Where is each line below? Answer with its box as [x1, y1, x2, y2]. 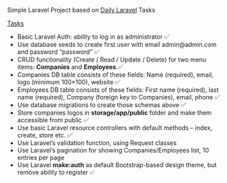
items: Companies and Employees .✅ [17, 63, 124, 71]
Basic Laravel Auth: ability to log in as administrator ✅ [17, 32, 170, 41]
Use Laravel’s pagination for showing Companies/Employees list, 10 [17, 146, 209, 154]
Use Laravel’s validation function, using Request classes [17, 139, 177, 147]
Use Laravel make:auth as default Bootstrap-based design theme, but [17, 161, 217, 168]
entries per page [17, 153, 65, 162]
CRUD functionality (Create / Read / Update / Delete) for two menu [17, 55, 207, 64]
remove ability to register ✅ [17, 168, 95, 176]
